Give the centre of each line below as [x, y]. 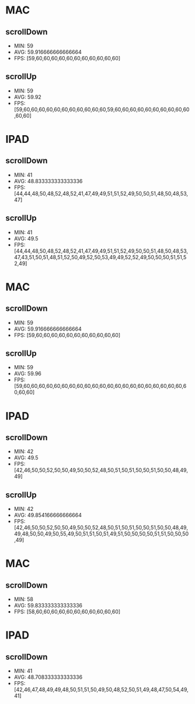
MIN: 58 [23, 599]
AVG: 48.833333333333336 [48, 181]
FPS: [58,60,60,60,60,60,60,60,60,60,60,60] [67, 612]
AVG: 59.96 [28, 374]
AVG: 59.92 [27, 97]
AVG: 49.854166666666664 [48, 515]
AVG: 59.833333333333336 [48, 606]
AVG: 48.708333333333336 [48, 677]
